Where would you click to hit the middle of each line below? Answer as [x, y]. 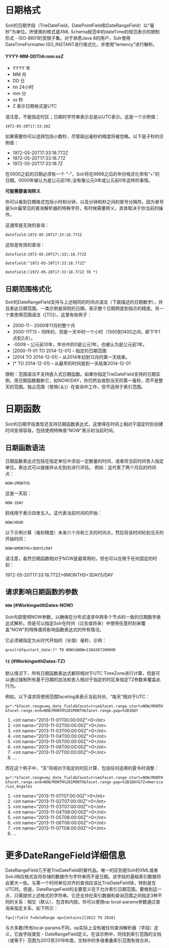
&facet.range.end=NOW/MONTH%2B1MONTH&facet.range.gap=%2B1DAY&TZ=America [84, 782]
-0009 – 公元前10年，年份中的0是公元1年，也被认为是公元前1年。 [80, 344]
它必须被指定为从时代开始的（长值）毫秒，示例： [56, 640]
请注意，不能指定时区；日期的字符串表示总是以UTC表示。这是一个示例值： [82, 117]
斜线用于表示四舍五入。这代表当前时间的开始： [54, 513]
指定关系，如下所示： [36, 908]
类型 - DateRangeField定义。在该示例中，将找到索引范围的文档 [97, 934]
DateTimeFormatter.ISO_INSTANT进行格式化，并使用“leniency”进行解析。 [81, 44]
